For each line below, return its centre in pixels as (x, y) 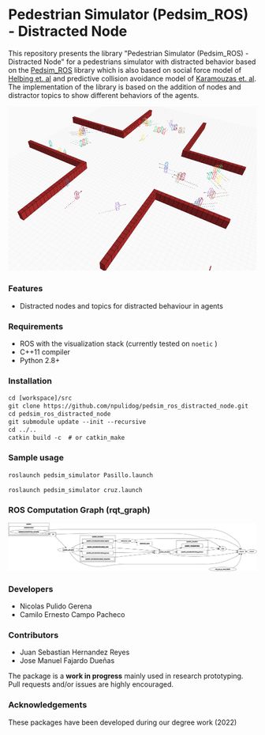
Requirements (36, 326)
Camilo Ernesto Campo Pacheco (72, 615)
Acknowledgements (48, 705)
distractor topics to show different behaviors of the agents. (104, 95)
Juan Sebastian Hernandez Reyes (75, 652)
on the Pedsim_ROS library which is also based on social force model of (125, 70)
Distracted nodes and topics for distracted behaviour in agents (121, 305)
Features (26, 289)
